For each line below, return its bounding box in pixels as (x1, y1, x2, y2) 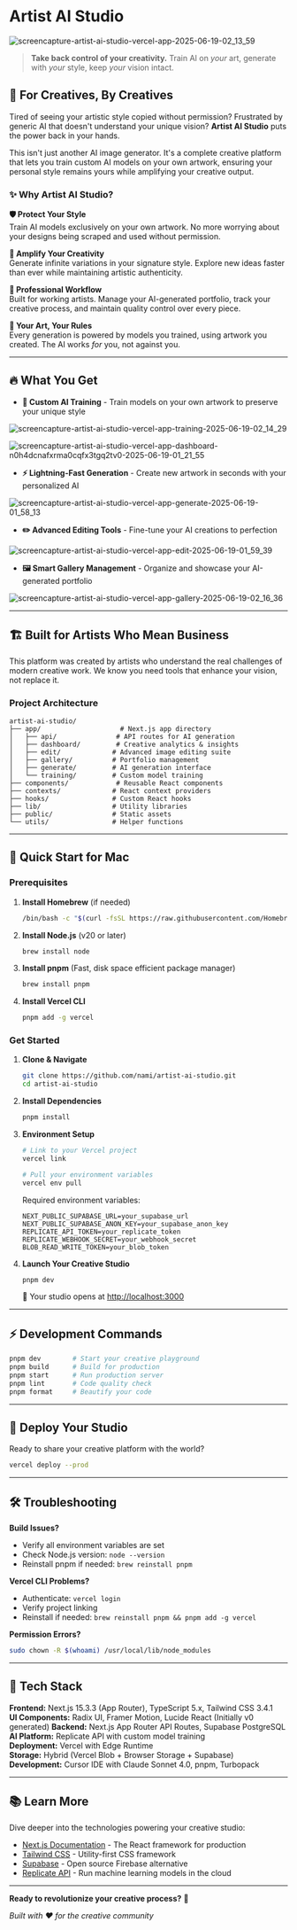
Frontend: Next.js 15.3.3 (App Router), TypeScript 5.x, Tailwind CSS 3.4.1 (9, 1702, 273, 1713)
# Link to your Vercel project (21, 1146, 138, 1156)
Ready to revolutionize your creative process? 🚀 (9, 1893, 189, 1903)
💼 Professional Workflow (9, 284, 103, 295)
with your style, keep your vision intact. (30, 62, 174, 73)
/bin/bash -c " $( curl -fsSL (21, 914, 126, 922)
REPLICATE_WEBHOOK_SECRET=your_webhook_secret (21, 1234, 197, 1244)
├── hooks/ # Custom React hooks (9, 794, 192, 803)
